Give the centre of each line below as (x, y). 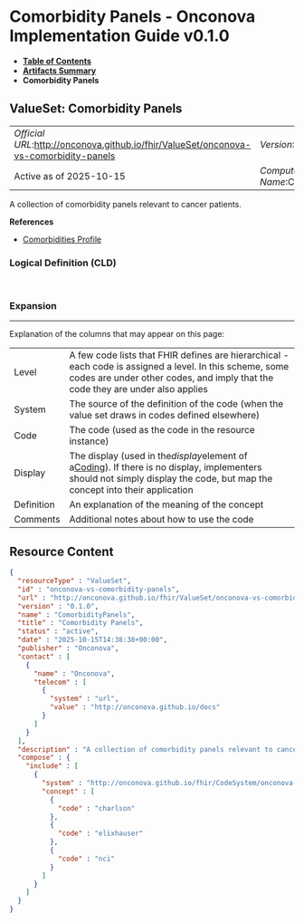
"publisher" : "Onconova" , (68, 648)
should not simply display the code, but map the (171, 479)
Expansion (33, 305)
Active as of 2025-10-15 (70, 176)
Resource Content (62, 551)
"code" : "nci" (86, 859)
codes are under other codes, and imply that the (171, 378)
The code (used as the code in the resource (162, 430)
